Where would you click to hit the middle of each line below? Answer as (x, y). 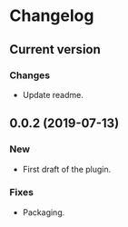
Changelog (52, 16)
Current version (55, 49)
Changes (30, 75)
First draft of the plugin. (67, 169)
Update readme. (53, 94)
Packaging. (44, 212)
